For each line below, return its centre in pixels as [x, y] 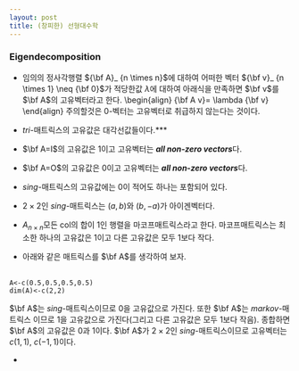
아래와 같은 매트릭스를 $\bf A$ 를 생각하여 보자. [104, 256]
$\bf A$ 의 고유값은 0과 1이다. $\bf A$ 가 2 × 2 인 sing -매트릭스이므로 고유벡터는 [148, 330]
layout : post [33, 17]
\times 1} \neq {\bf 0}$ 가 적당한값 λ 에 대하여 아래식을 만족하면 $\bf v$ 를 [150, 88]
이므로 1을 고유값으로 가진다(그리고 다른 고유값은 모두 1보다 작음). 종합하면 [161, 319]
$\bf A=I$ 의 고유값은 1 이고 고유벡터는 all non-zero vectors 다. [132, 149]
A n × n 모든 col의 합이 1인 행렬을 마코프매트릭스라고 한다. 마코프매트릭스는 [149, 226]
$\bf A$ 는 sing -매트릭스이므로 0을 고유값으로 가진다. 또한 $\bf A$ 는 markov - [146, 308]
